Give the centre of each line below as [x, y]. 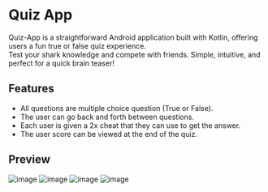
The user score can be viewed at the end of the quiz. [108, 134]
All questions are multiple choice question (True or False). [117, 108]
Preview [30, 160]
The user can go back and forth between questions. [107, 117]
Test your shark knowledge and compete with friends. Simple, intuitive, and [135, 54]
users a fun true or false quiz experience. [77, 45]
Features [31, 89]
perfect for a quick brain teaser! [62, 63]
